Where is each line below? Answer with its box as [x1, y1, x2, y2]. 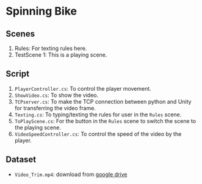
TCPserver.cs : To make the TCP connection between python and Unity [14, 97, 192, 105]
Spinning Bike [5, 4, 78, 18]
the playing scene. [14, 124, 62, 131]
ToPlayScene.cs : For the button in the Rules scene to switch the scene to [14, 117, 197, 124]
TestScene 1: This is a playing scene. [14, 51, 107, 58]
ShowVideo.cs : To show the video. [14, 91, 99, 99]
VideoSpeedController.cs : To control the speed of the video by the [14, 130, 182, 138]
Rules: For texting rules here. [14, 44, 87, 52]
